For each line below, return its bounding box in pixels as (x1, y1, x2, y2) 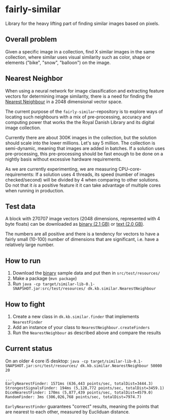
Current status (5, 344, 52, 353)
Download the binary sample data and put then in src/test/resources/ (12, 270, 160, 276)
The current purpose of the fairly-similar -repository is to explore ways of (5, 108, 163, 114)
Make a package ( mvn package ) (12, 276, 77, 282)
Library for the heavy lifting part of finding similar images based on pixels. (5, 20, 160, 26)
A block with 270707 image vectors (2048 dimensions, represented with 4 (5, 216, 160, 222)
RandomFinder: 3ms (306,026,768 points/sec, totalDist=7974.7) (5, 394, 142, 400)
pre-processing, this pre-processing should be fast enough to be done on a (5, 151, 163, 157)
